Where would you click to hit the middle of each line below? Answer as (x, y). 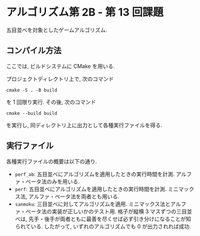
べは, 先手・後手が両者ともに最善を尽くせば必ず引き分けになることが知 (103, 219)
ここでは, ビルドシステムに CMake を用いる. (60, 66)
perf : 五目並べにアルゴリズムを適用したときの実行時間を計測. (91, 189)
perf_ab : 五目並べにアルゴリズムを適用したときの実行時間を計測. (95, 174)
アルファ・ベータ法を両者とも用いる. (74, 196)
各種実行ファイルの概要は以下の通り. (52, 161)
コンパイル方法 (34, 50)
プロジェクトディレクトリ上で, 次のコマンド (60, 79)
